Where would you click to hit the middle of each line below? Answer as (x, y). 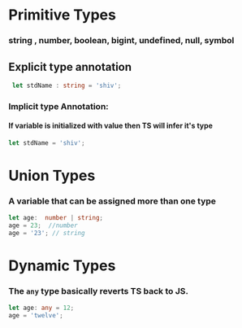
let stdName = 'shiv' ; (47, 143)
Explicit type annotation (70, 67)
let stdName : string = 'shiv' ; (67, 85)
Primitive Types (62, 15)
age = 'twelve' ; (36, 316)
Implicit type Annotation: (59, 106)
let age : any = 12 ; (41, 308)
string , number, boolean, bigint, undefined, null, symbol (121, 41)
